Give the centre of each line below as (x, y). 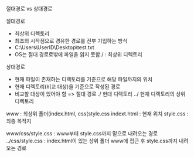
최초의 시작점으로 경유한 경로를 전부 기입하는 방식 (71, 41)
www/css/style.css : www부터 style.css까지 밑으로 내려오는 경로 (82, 133)
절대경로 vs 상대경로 (29, 8)
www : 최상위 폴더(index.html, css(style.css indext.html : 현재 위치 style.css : (97, 114)
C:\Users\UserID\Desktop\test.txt (54, 47)
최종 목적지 (19, 121)
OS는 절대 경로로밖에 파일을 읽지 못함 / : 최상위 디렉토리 (78, 54)
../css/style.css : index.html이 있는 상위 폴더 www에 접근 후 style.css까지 (92, 141)
